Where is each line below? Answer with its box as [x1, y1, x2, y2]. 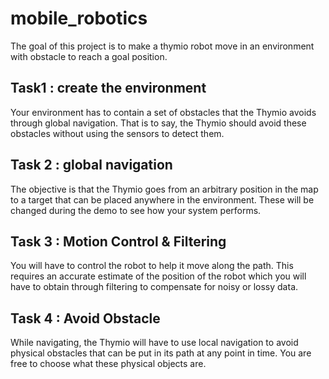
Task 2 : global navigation [10, 157, 173, 174]
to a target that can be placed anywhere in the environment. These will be [10, 193, 315, 206]
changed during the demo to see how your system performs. [10, 204, 262, 216]
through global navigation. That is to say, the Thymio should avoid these [10, 117, 307, 129]
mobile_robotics [10, 7, 148, 30]
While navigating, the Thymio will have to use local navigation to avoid [10, 337, 299, 349]
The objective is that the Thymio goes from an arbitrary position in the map [10, 183, 319, 195]
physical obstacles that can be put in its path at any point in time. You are [10, 347, 312, 359]
